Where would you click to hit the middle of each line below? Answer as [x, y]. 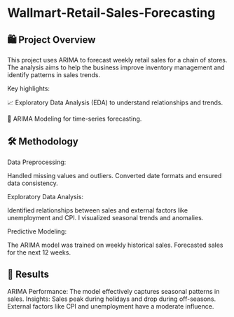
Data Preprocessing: [37, 162]
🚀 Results [28, 275]
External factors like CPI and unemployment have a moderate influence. [111, 306]
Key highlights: [29, 88]
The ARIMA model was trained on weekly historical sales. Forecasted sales [115, 245]
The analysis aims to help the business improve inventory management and [116, 67]
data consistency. [33, 183]
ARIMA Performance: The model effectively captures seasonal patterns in [113, 291]
